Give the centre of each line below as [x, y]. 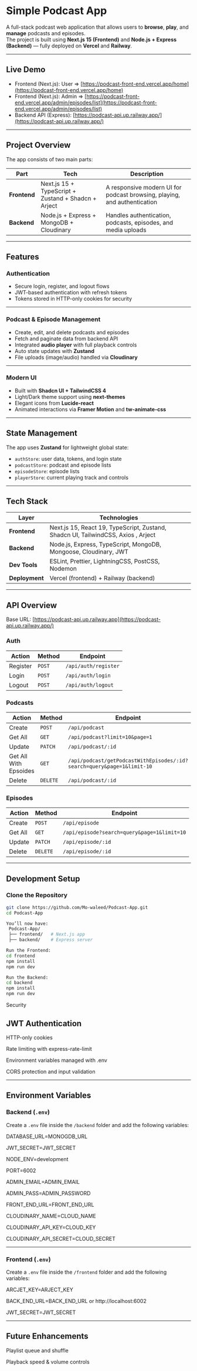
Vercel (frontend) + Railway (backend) [102, 578]
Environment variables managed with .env [57, 1060]
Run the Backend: [27, 978]
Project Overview [38, 145]
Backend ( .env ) [28, 1112]
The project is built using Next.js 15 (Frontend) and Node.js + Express [91, 39]
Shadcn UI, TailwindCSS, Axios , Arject [103, 535]
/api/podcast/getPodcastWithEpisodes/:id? [128, 760]
